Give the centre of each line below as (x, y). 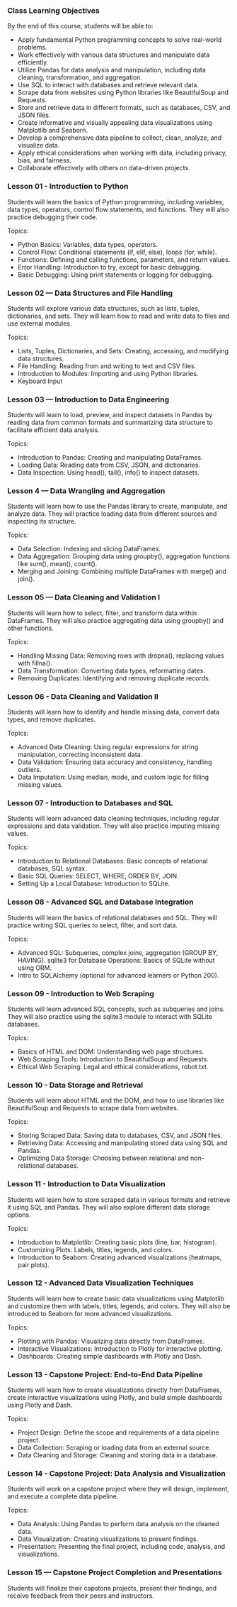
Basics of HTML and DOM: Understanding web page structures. (111, 1051)
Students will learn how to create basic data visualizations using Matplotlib (116, 1298)
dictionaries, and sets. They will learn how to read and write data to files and (118, 316)
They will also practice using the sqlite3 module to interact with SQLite (110, 1016)
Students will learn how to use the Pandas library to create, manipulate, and (117, 507)
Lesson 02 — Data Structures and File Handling (90, 293)
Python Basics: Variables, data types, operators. (87, 244)
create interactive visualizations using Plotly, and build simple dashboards (115, 1398)
